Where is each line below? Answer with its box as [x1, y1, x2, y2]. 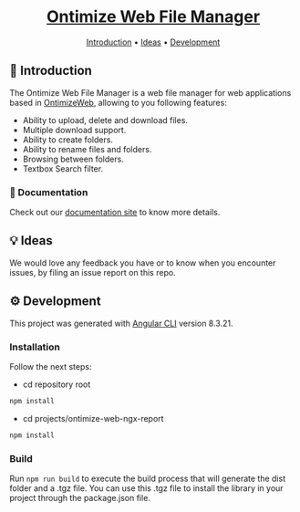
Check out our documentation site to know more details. [9, 207, 221, 218]
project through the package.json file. [9, 493, 150, 504]
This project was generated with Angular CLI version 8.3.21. [9, 318, 233, 329]
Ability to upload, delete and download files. [22, 114, 189, 125]
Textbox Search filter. [22, 162, 103, 174]
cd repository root [22, 379, 91, 390]
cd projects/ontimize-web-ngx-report [22, 413, 164, 423]
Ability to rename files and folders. [22, 143, 152, 154]
